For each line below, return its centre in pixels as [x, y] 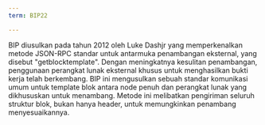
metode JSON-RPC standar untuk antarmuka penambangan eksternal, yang [132, 53]
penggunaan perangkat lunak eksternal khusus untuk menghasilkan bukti [128, 70]
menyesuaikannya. [39, 112]
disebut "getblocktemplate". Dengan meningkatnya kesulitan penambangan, [133, 62]
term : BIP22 [28, 15]
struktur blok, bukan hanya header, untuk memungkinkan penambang [122, 104]
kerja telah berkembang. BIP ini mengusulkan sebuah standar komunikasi [128, 78]
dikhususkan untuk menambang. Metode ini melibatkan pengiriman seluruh [131, 95]
